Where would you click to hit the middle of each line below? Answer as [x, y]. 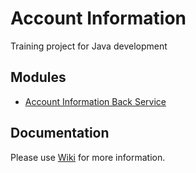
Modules [38, 77]
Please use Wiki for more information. [88, 157]
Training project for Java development [89, 46]
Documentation [60, 133]
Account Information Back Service [95, 101]
